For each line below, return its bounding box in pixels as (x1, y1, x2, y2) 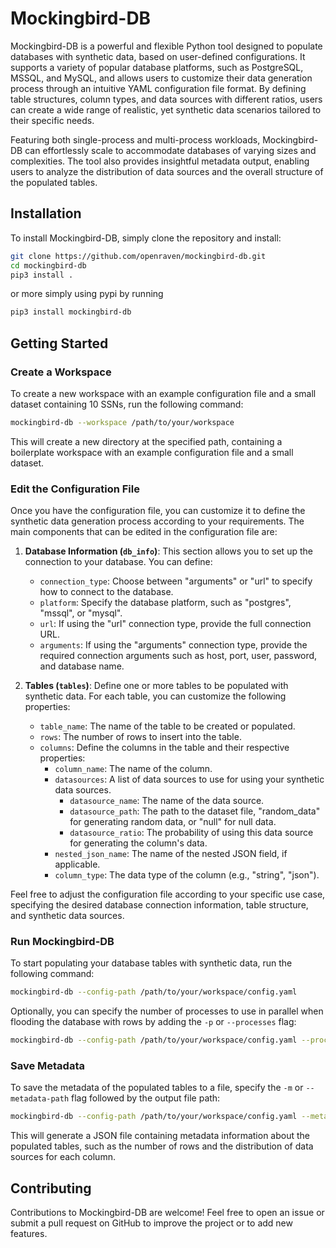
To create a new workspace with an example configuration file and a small (10, 387, 317, 399)
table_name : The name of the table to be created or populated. (39, 720, 296, 732)
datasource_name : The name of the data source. (69, 795, 265, 807)
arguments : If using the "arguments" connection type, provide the (39, 639, 308, 651)
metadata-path (10, 1094, 70, 1104)
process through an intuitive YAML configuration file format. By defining (10, 82, 307, 94)
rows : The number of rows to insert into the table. (39, 731, 242, 743)
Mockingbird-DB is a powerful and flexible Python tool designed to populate (10, 40, 323, 52)
